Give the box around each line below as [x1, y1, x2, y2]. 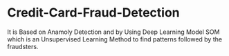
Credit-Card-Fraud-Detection [7, 5, 180, 21]
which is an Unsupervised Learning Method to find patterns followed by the [7, 35, 223, 43]
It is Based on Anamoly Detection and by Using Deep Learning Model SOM [7, 28, 220, 36]
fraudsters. [7, 42, 39, 50]
